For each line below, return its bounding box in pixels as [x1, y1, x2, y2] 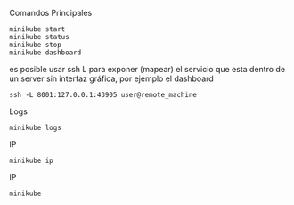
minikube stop [9, 40, 62, 49]
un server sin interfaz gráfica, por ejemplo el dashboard [9, 73, 214, 84]
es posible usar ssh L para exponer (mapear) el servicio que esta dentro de [9, 64, 286, 74]
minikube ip [9, 156, 53, 165]
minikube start [9, 25, 66, 34]
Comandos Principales [9, 8, 93, 18]
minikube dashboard [9, 48, 82, 57]
